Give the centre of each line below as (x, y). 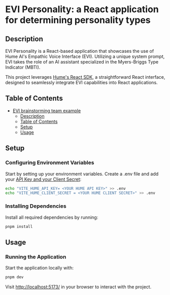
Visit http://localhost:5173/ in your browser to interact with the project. (78, 287)
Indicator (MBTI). (23, 67)
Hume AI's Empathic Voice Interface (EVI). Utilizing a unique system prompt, (85, 56)
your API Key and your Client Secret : (43, 179)
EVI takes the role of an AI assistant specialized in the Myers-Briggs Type (82, 62)
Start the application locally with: (39, 268)
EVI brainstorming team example (47, 111)
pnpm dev (14, 277)
